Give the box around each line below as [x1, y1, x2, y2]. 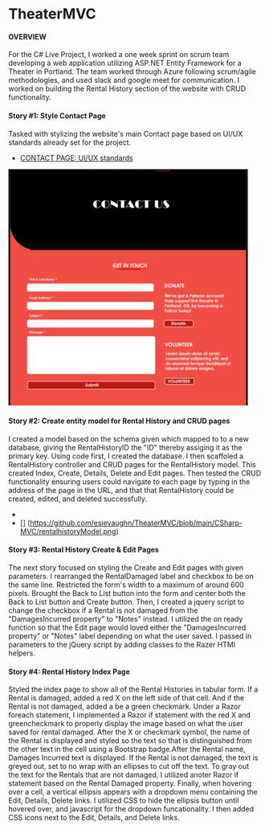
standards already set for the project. [8, 138, 132, 147]
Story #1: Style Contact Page [8, 110, 106, 121]
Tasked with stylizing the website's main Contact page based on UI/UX [8, 129, 243, 138]
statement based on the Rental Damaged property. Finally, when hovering [8, 779, 252, 788]
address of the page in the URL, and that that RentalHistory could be [8, 485, 234, 495]
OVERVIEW [8, 31, 47, 41]
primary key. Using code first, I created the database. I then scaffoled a [8, 451, 244, 461]
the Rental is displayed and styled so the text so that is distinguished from [8, 736, 253, 746]
